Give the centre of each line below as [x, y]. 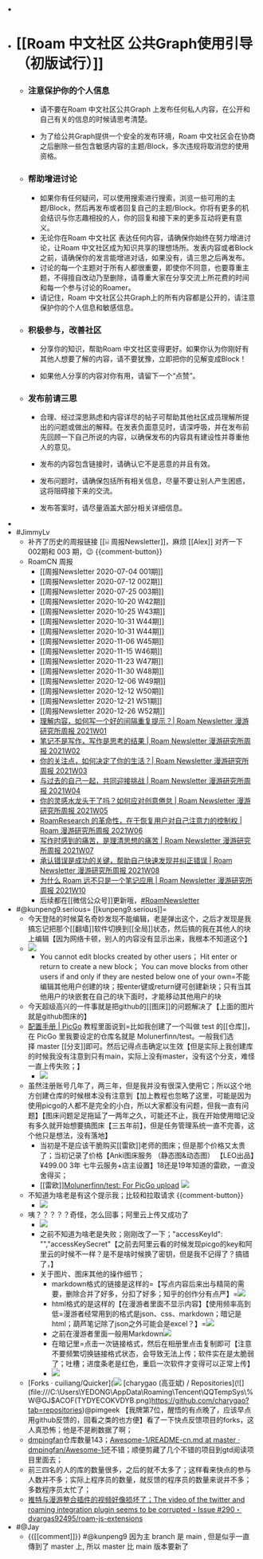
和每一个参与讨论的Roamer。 [87, 287]
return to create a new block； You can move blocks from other [144, 967]
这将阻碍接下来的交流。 [78, 491]
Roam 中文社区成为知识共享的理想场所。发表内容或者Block [157, 247]
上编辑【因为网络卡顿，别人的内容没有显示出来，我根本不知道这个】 [139, 939]
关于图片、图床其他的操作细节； [92, 1274]
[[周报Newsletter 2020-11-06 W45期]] [102, 642]
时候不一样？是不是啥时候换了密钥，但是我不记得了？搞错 [155, 1254]
